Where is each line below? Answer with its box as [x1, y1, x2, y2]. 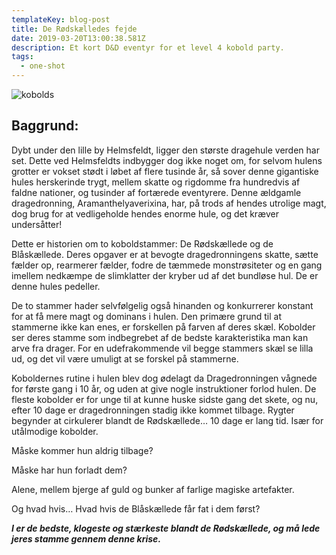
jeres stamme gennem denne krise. [11, 532, 162, 545]
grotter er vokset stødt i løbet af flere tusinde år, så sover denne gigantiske [11, 165, 319, 177]
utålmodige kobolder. [11, 425, 99, 437]
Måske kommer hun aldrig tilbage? [11, 444, 154, 456]
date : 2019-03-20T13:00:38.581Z [11, 33, 146, 43]
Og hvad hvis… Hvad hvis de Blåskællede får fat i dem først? [11, 502, 261, 515]
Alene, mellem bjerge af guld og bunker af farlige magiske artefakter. [11, 483, 295, 495]
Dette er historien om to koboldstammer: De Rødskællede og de [11, 237, 274, 250]
